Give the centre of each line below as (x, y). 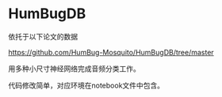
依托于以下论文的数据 (43, 36)
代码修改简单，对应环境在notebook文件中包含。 (86, 85)
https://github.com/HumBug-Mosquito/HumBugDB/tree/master (111, 52)
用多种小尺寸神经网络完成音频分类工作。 (74, 69)
